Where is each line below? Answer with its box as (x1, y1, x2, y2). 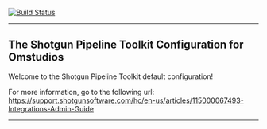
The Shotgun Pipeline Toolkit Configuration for (8, 38, 244, 52)
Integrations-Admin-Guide (8, 104, 94, 113)
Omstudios (8, 50, 64, 64)
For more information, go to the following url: (8, 87, 155, 96)
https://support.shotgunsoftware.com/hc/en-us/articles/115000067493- (8, 96, 244, 105)
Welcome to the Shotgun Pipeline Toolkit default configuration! (8, 72, 214, 81)
